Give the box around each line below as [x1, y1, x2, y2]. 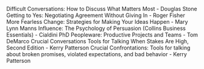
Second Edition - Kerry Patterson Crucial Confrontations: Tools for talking [6, 44, 191, 51]
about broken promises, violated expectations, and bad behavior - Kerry [6, 51, 188, 57]
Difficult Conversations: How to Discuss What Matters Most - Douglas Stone [6, 5, 197, 12]
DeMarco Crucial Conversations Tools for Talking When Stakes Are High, [6, 38, 189, 45]
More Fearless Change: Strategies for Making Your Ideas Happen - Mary [6, 18, 188, 25]
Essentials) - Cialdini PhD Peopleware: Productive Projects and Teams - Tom [6, 31, 199, 38]
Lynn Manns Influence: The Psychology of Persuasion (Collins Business [6, 24, 186, 32]
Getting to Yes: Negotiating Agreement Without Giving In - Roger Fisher [6, 12, 186, 19]
